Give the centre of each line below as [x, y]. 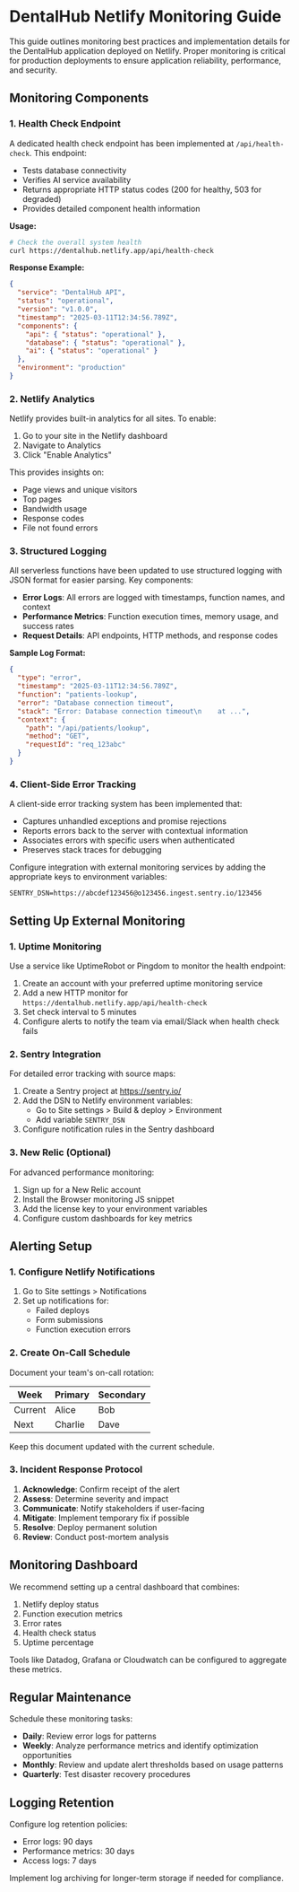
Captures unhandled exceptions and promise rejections [124, 821]
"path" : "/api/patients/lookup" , [88, 728]
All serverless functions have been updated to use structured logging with [146, 571]
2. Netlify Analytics [52, 399]
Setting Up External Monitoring [98, 920]
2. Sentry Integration [55, 1054]
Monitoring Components [79, 98]
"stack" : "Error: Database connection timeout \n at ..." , [134, 711]
